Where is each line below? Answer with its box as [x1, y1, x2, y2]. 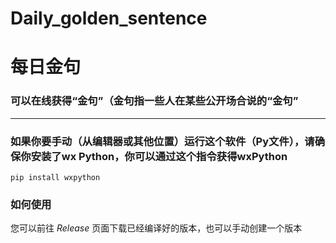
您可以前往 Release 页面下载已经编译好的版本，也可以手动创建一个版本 [10, 222, 303, 234]
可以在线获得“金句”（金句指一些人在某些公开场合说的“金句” [10, 94, 299, 108]
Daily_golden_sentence [10, 7, 208, 30]
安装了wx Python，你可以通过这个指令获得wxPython [30, 149, 288, 163]
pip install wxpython [10, 172, 101, 182]
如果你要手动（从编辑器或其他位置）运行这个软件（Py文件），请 [10, 134, 315, 148]
